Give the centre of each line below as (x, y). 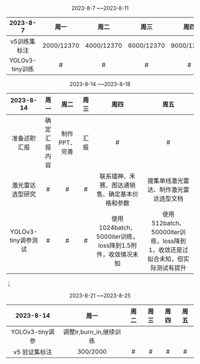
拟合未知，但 (165, 259)
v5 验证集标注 (33, 352)
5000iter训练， (117, 237)
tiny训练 (23, 69)
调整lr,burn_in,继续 (89, 332)
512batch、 (168, 223)
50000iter (165, 232)
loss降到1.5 (114, 245)
